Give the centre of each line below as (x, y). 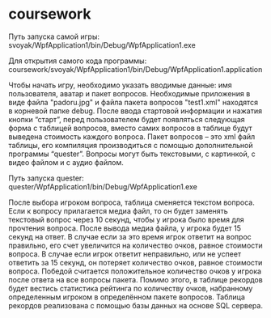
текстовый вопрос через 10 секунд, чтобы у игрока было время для (126, 219)
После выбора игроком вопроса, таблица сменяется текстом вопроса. (131, 202)
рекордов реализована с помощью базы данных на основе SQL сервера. (135, 305)
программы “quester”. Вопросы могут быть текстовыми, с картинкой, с (132, 154)
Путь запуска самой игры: (54, 36)
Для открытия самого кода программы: (78, 61)
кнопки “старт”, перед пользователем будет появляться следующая (127, 119)
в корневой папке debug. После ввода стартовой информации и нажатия (135, 111)
